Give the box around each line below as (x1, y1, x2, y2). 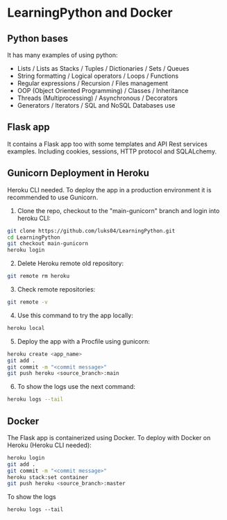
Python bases (7, 33, 69, 44)
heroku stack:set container (7, 473, 89, 480)
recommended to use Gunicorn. (7, 193, 99, 201)
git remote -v (7, 299, 49, 305)
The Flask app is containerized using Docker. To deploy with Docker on (7, 433, 211, 442)
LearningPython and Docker (7, 5, 173, 21)
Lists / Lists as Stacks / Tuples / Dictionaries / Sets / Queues (17, 65, 190, 72)
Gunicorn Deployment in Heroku (7, 167, 149, 179)
